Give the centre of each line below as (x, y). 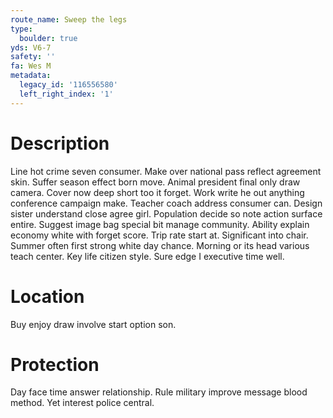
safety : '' (33, 57)
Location (47, 296)
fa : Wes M (31, 66)
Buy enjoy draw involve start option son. (93, 324)
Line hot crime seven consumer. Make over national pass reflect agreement (166, 171)
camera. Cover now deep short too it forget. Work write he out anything (157, 192)
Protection (55, 364)
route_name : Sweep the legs (69, 19)
